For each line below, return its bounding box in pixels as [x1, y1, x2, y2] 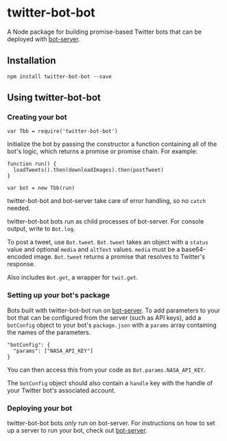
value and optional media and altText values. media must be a [7, 246, 180, 254]
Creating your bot [7, 112, 67, 122]
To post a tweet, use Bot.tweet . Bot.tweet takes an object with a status [7, 238, 209, 246]
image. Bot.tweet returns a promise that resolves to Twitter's [34, 252, 206, 261]
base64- [181, 246, 206, 254]
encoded [7, 252, 33, 261]
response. [7, 260, 36, 268]
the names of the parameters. [7, 328, 91, 336]
